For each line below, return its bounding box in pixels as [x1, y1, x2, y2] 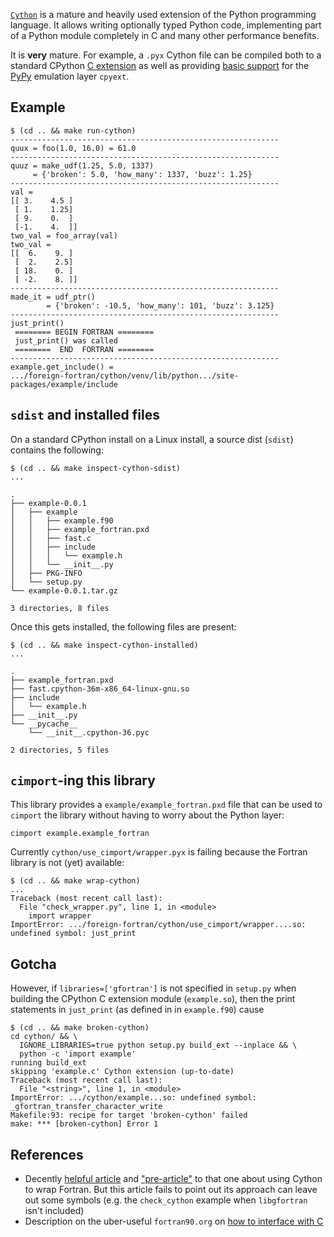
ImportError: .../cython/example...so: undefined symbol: [10, 1093, 257, 1103]
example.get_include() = [10, 362, 114, 372]
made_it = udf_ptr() [10, 292, 97, 302]
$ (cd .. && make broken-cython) [10, 1023, 150, 1033]
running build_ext [10, 1058, 87, 1068]
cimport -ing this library [10, 772, 156, 789]
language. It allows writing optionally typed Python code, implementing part [10, 19, 322, 31]
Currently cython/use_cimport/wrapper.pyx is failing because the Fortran [10, 846, 308, 858]
